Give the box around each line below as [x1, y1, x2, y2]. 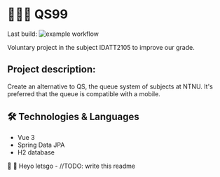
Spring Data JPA [17, 140, 65, 149]
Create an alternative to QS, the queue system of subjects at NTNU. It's [7, 82, 214, 91]
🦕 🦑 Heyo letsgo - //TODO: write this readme [7, 162, 135, 170]
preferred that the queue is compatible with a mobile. [7, 89, 161, 98]
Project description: [7, 63, 96, 76]
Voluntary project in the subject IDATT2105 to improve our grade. [7, 43, 195, 51]
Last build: [7, 29, 37, 38]
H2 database [17, 147, 55, 157]
